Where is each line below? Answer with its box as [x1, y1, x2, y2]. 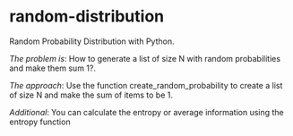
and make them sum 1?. [9, 63, 97, 73]
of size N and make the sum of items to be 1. [9, 89, 173, 100]
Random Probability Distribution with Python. [9, 36, 175, 47]
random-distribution [9, 6, 164, 27]
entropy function [9, 116, 71, 127]
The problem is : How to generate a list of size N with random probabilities [9, 53, 280, 64]
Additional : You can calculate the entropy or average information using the [9, 106, 284, 117]
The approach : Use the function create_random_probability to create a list [9, 80, 283, 90]
